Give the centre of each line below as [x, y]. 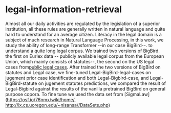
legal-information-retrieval [63, 9]
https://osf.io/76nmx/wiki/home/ [41, 99]
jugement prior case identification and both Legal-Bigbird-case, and [77, 78]
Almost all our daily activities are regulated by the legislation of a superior [83, 24]
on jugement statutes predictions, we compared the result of [102, 83]
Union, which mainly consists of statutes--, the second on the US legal [80, 61]
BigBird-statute [21, 83]
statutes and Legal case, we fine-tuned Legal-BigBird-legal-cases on [78, 72]
